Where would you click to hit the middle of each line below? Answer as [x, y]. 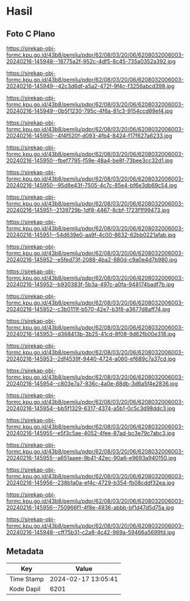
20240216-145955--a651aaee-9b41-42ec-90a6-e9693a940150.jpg [91, 458]
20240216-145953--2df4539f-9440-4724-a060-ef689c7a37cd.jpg [91, 359]
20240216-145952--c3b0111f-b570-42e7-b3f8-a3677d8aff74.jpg [88, 309]
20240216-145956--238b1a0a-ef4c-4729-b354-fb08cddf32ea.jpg [90, 483]
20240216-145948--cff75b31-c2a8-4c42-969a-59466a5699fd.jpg [91, 532]
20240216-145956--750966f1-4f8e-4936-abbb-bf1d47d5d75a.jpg [90, 507]
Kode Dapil [25, 589]
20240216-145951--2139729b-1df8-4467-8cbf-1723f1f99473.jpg [88, 210]
